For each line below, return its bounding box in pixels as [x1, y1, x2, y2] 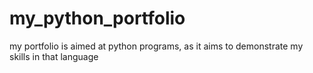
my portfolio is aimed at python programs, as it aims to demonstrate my [9, 40, 304, 52]
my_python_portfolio [9, 7, 186, 30]
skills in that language [9, 50, 99, 62]
